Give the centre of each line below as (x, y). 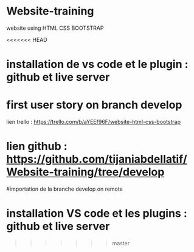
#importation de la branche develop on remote (64, 189)
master (121, 243)
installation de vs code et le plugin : (97, 64)
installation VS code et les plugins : (97, 213)
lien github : (37, 146)
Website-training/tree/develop (85, 172)
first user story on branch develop (94, 105)
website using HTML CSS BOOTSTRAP (55, 28)
